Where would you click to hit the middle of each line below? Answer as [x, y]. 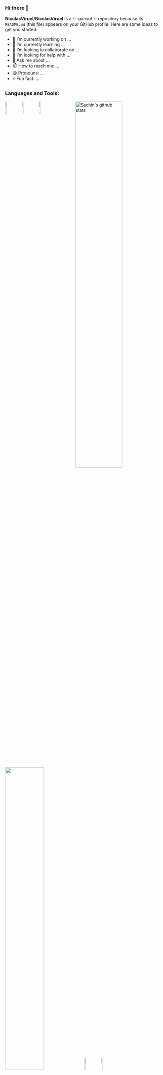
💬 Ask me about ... [31, 60]
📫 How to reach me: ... [36, 66]
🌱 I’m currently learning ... [39, 45]
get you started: [21, 30]
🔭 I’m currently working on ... [41, 39]
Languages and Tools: [32, 93]
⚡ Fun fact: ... [26, 78]
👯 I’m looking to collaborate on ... [46, 50]
